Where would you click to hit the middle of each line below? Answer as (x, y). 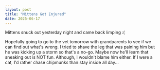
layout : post (18, 9)
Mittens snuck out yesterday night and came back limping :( (65, 33)
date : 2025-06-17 (23, 18)
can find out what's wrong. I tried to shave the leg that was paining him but (80, 47)
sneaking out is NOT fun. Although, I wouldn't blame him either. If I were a (79, 57)
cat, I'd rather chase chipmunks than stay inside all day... (62, 62)
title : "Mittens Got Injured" (36, 14)
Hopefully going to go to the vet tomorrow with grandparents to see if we (78, 42)
